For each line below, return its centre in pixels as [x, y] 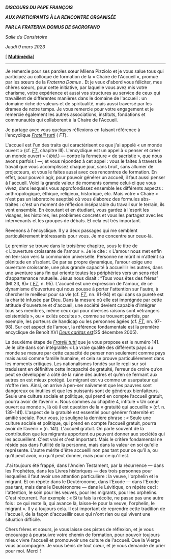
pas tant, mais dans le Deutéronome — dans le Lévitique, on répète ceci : [82, 487]
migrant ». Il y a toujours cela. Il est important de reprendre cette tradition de [85, 509]
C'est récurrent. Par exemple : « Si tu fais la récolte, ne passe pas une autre [84, 498]
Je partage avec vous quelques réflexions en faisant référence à [73, 130]
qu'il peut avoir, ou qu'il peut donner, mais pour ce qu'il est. [67, 455]
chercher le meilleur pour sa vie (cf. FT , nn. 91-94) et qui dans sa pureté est [84, 294]
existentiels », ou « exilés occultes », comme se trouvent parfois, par [77, 316]
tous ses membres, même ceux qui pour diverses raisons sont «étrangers [82, 311]
